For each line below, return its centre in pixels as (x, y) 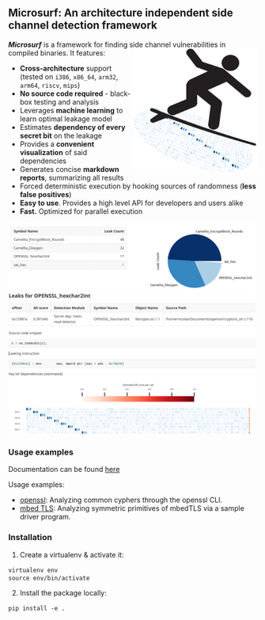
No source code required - (64, 93)
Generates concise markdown (69, 169)
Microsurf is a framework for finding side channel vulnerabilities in (117, 44)
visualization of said (53, 152)
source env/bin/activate (49, 578)
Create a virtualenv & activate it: (72, 554)
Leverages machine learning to (71, 110)
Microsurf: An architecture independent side (121, 13)
